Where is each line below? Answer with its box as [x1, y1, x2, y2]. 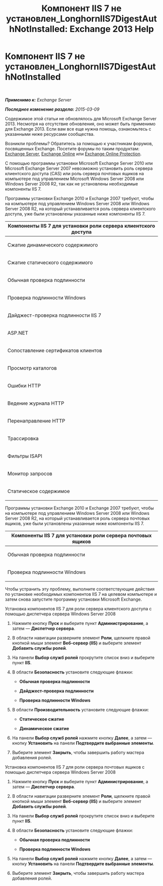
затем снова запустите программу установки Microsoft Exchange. [5, 596, 142, 602]
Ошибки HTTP [7, 382, 41, 389]
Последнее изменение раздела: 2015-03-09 [5, 106, 99, 112]
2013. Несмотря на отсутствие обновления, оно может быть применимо [5, 121, 156, 127]
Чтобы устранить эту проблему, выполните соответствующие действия [5, 586, 155, 592]
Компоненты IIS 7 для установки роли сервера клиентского [8, 222, 155, 229]
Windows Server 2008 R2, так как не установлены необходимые [5, 180, 138, 187]
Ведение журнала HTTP [7, 400, 65, 407]
